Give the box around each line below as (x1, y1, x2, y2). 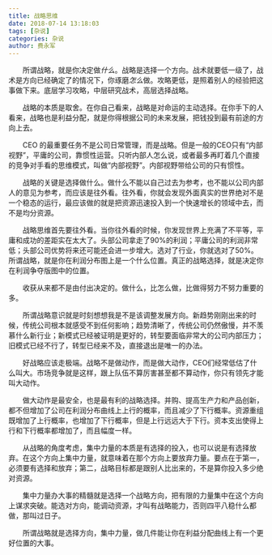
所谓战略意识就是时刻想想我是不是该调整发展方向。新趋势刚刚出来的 (23, 310, 249, 320)
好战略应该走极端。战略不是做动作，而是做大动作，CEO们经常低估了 (23, 358, 251, 368)
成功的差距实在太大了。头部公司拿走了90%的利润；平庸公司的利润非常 (22, 236, 259, 245)
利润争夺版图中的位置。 (15, 266, 94, 275)
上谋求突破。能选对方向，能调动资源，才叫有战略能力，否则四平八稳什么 (8, 501, 249, 510)
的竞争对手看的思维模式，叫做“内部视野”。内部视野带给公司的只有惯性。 (8, 160, 249, 170)
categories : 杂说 (8, 34, 65, 43)
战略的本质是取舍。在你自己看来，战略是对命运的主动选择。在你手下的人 (23, 103, 264, 113)
